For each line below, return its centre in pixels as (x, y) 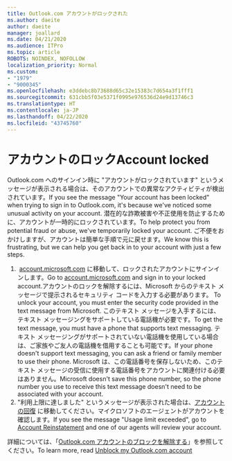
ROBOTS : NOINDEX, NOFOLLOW (46, 59)
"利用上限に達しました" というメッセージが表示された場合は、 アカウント (121, 402)
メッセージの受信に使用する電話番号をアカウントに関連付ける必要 (131, 370)
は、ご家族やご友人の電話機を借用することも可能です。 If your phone (115, 346)
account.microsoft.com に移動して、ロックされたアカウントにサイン (116, 269)
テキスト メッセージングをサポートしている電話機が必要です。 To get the (120, 320)
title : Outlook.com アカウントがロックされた (68, 14)
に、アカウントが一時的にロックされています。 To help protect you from (109, 222)
